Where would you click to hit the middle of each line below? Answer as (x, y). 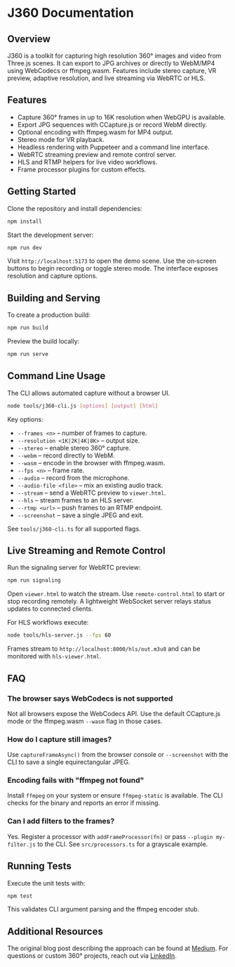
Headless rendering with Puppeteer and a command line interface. (114, 147)
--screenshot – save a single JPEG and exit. (80, 515)
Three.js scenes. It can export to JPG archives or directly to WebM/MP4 (111, 63)
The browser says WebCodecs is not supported (90, 699)
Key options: (25, 419)
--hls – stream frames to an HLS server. (75, 500)
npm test (20, 896)
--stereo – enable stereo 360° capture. (74, 448)
